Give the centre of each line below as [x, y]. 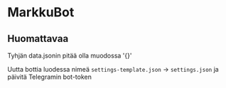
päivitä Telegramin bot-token [50, 77]
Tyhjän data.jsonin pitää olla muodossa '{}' [70, 55]
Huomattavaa [38, 39]
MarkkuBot [41, 12]
